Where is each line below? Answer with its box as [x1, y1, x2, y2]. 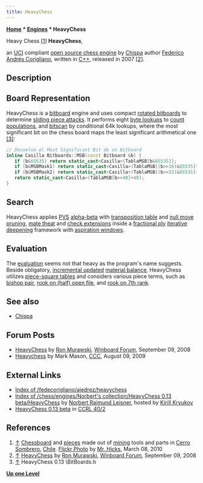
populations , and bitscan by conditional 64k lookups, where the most [6, 122, 178, 129]
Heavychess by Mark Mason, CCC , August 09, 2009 [14, 352, 146, 360]
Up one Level [6, 470, 40, 477]
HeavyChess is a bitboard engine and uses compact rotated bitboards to [6, 109, 187, 117]
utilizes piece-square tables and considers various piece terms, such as [6, 273, 185, 280]
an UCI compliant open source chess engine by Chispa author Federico [6, 49, 184, 56]
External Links [6, 370, 62, 380]
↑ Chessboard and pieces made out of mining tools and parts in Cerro [14, 439, 190, 446]
